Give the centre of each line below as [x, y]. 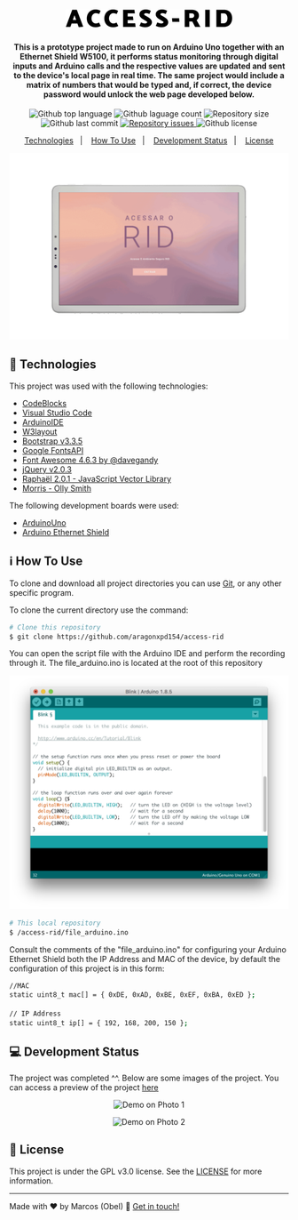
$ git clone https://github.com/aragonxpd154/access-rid [117, 637]
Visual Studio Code [57, 413]
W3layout [39, 431]
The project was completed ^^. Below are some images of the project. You [144, 1078]
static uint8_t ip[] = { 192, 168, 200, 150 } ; [99, 1023]
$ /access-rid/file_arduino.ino [69, 932]
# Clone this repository [55, 627]
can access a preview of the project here [84, 1087]
